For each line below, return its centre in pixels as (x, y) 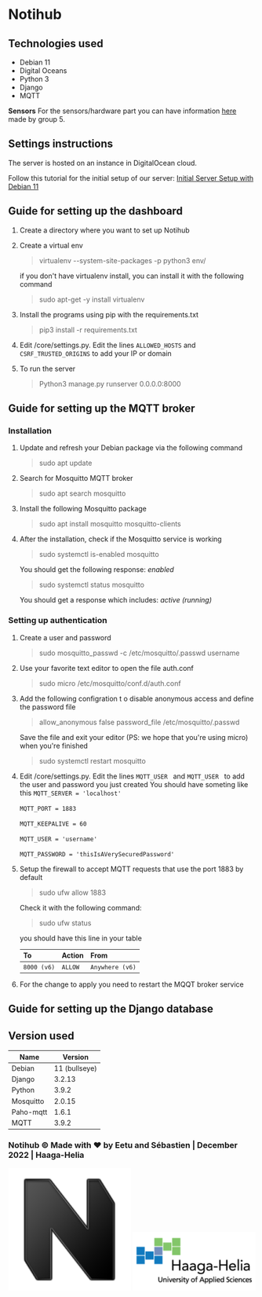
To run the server (47, 368)
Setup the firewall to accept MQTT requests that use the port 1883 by (131, 869)
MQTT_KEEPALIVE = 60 (53, 824)
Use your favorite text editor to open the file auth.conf (107, 668)
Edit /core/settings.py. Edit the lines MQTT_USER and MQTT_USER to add (132, 776)
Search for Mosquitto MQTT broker (76, 478)
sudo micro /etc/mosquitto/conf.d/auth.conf (110, 683)
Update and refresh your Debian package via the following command (131, 448)
